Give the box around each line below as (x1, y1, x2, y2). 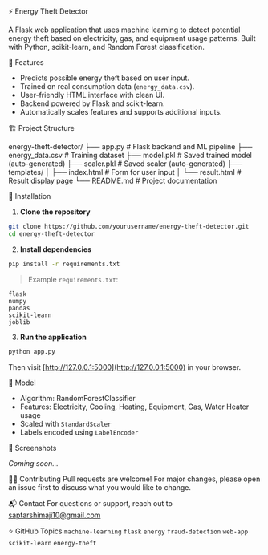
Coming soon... (8, 458, 59, 468)
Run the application (19, 332, 87, 342)
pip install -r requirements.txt (8, 260, 120, 268)
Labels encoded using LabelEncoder (19, 427, 139, 437)
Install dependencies (19, 244, 92, 254)
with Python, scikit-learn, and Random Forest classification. (8, 43, 205, 51)
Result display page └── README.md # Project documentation (8, 176, 217, 185)
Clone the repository (19, 207, 91, 217)
